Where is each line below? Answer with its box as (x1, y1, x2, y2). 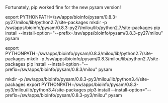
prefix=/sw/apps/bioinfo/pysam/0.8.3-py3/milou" (5, 92, 107, 98)
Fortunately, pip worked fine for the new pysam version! (5, 5, 121, 10)
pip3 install (87, 87, 110, 92)
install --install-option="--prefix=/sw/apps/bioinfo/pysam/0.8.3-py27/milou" (5, 30, 163, 36)
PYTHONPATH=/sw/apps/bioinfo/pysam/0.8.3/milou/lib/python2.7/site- (5, 50, 153, 56)
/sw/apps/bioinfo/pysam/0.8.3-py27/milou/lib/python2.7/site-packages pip (5, 25, 160, 31)
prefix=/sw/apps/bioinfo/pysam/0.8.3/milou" (5, 66, 98, 72)
